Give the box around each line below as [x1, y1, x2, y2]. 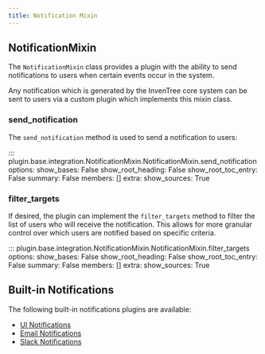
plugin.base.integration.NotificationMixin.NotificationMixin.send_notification [8, 156, 257, 165]
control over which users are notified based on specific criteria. [8, 228, 216, 238]
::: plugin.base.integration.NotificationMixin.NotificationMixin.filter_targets [8, 243, 250, 253]
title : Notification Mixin [8, 11, 98, 20]
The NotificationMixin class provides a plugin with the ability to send [8, 62, 237, 72]
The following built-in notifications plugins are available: [8, 304, 192, 314]
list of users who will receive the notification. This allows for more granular [8, 220, 253, 229]
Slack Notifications [19, 336, 82, 346]
